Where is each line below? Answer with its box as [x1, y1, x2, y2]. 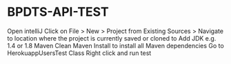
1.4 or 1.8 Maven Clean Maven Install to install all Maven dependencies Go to [7, 41, 224, 50]
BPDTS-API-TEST [7, 4, 109, 20]
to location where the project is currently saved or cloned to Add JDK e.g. [7, 34, 217, 42]
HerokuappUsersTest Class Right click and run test [7, 49, 152, 57]
